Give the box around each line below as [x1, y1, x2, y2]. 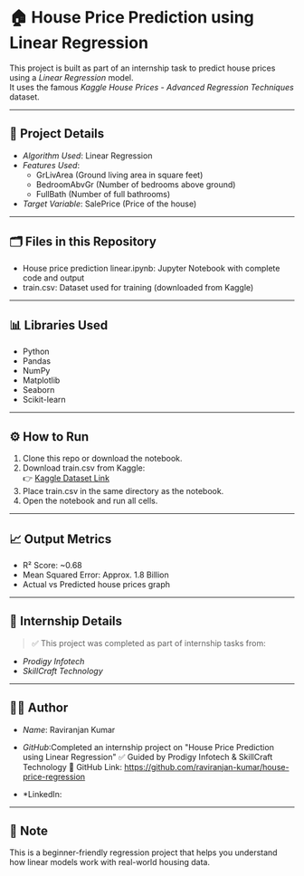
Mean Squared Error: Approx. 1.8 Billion [22, 569, 169, 580]
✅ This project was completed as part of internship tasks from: [31, 637, 266, 648]
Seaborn [22, 385, 55, 395]
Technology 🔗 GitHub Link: [22, 761, 123, 772]
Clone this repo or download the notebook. [22, 453, 183, 464]
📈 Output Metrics [9, 531, 112, 547]
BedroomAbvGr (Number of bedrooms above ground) [35, 178, 236, 190]
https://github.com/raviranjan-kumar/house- [124, 761, 290, 772]
